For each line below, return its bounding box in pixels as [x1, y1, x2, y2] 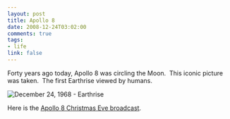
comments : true [7, 30, 52, 37]
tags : [7, 37, 23, 44]
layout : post [7, 10, 46, 18]
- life [7, 43, 27, 50]
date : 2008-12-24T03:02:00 [7, 23, 87, 30]
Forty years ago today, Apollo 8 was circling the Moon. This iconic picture [7, 68, 224, 77]
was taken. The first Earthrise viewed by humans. [7, 76, 153, 84]
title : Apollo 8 [7, 17, 55, 24]
